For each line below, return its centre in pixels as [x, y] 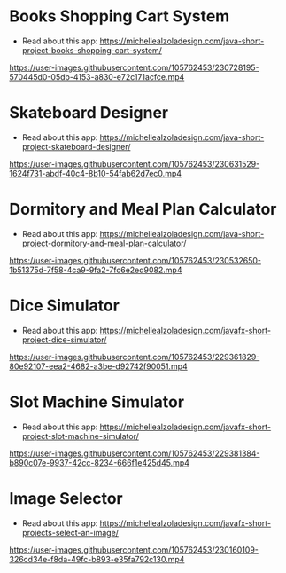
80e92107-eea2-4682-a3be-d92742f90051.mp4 [98, 366]
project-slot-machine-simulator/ [80, 436]
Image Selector [66, 498]
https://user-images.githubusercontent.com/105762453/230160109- [134, 549]
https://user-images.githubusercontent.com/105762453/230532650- [135, 260]
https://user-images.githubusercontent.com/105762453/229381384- [135, 453]
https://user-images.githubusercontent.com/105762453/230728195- [134, 67]
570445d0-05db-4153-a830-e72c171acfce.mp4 [97, 76]
